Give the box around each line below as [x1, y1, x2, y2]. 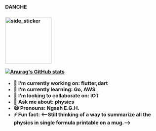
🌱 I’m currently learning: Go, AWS [13, 86, 96, 93]
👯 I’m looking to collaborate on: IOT [13, 92, 99, 99]
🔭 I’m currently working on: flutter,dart [13, 79, 108, 86]
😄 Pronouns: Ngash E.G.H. [13, 104, 80, 111]
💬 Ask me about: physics [13, 98, 75, 105]
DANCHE [5, 3, 27, 10]
